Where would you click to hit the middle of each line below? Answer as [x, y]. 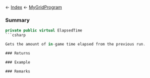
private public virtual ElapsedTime [44, 30]
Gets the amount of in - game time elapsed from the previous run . [75, 44]
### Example [18, 62]
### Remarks [18, 71]
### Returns [18, 53]
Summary [18, 20]
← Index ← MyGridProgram [34, 7]
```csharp [16, 35]
